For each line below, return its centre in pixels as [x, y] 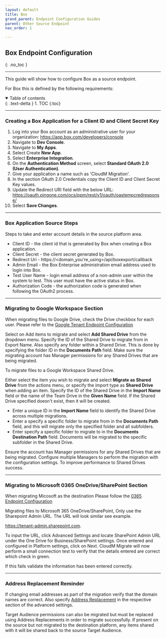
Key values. [24, 185]
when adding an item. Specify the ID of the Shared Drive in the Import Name [83, 390]
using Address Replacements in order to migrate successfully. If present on [82, 620]
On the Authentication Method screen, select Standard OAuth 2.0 [81, 163]
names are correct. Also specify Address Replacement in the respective [78, 600]
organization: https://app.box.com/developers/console [68, 137]
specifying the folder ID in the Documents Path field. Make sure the [74, 350]
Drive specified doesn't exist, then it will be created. [58, 401]
